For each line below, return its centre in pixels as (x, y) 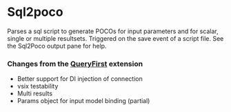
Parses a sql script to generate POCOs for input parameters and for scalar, (113, 31)
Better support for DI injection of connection (80, 79)
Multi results (35, 93)
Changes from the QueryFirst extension (75, 64)
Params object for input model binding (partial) (83, 101)
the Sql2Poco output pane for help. (57, 46)
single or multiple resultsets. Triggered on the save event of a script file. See (115, 38)
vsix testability (38, 86)
